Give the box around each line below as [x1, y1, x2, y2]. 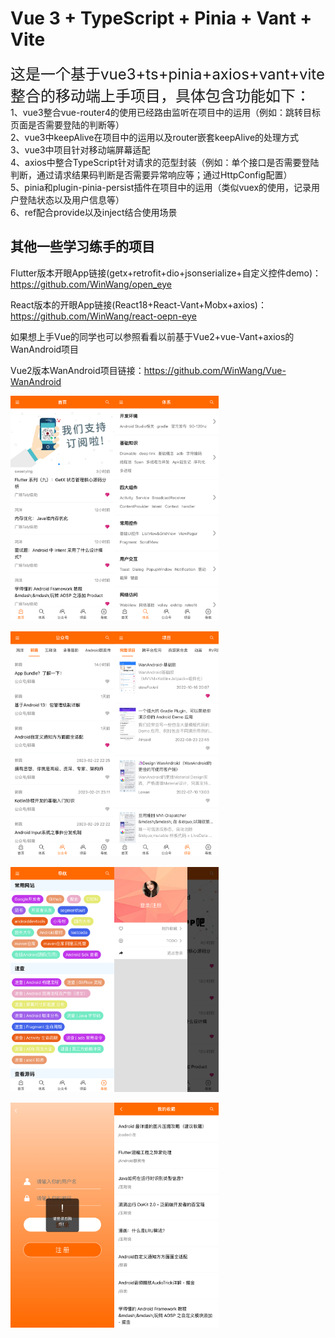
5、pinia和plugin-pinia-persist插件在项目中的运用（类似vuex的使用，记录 [10, 181, 312, 193]
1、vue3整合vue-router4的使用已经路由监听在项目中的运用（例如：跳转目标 [10, 106, 322, 118]
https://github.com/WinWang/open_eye [10, 278, 172, 290]
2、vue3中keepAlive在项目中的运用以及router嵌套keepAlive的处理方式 [10, 131, 300, 143]
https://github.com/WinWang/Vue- [143, 364, 287, 376]
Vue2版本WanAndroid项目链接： [10, 364, 145, 376]
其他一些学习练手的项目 [10, 238, 155, 256]
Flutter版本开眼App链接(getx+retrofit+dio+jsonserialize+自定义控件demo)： [10, 267, 322, 279]
